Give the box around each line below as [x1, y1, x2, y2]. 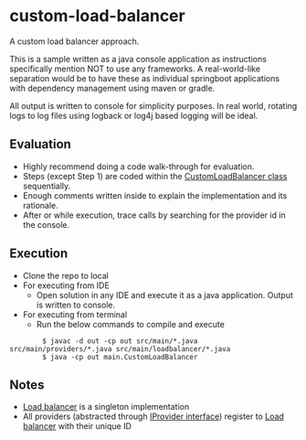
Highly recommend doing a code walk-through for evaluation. [22, 161, 255, 172]
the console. [22, 219, 70, 230]
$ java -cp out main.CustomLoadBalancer [42, 352, 198, 361]
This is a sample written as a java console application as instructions [9, 53, 268, 64]
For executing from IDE [22, 280, 110, 291]
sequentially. [22, 180, 71, 191]
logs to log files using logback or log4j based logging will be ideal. [9, 110, 259, 121]
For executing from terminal [22, 308, 128, 320]
